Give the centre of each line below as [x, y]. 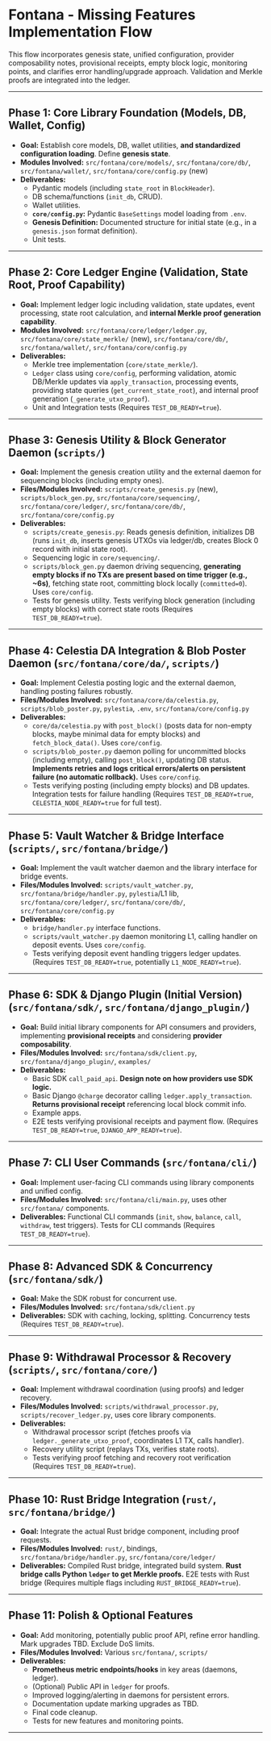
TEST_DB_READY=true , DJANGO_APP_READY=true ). [107, 1129]
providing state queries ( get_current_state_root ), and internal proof [146, 390]
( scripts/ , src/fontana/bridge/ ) [89, 848]
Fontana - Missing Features [102, 15]
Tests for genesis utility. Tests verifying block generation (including [144, 601]
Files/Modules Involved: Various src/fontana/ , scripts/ [114, 1652]
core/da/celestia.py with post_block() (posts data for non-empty [142, 726]
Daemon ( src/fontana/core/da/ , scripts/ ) [114, 663]
